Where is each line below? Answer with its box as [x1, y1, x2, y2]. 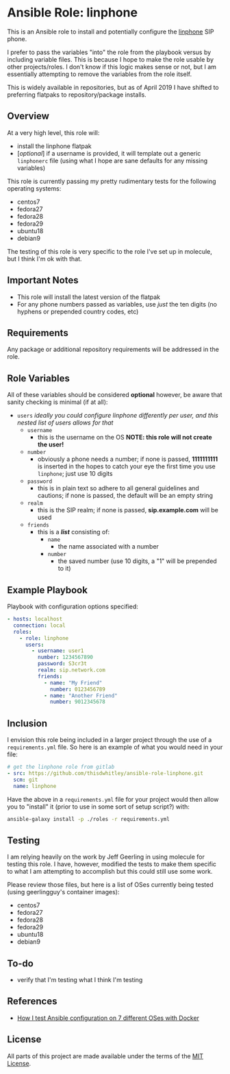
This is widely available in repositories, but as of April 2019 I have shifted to [7, 83, 219, 91]
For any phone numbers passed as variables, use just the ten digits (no [16, 300, 218, 308]
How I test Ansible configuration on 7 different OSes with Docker [16, 1014, 200, 1022]
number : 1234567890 [37, 654, 94, 661]
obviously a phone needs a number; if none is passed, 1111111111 [37, 455, 218, 464]
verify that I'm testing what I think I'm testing [16, 976, 143, 984]
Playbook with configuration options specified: [7, 602, 139, 610]
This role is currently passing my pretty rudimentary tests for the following [7, 177, 217, 185]
